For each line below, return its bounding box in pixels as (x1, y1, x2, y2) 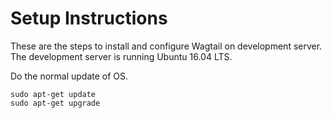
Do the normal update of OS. (10, 70, 129, 82)
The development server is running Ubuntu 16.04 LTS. (10, 50, 233, 62)
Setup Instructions (10, 7, 168, 30)
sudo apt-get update (10, 89, 97, 99)
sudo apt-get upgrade (10, 98, 101, 108)
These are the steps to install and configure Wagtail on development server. (10, 40, 323, 52)
